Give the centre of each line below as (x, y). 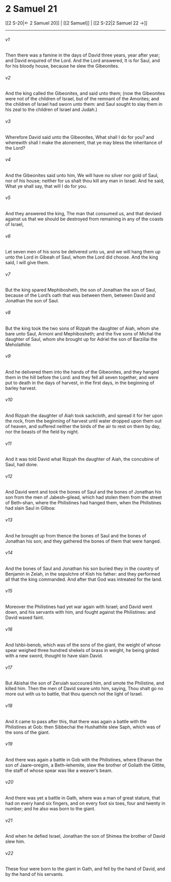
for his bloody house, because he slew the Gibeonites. (62, 66)
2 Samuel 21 (31, 9)
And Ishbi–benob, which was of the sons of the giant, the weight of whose (83, 645)
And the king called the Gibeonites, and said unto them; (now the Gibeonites (85, 93)
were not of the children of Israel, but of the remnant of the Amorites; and (82, 99)
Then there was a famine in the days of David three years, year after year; (83, 55)
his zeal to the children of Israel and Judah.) (51, 109)
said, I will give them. (27, 263)
